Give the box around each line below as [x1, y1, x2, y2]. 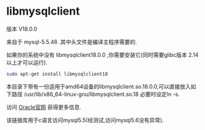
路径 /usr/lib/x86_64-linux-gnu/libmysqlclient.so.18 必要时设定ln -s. [11, 90, 180, 98]
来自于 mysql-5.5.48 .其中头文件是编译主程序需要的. [6, 38, 138, 45]
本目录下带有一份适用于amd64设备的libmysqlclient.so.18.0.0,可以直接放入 [6, 82, 191, 90]
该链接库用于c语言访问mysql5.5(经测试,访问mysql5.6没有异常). [6, 116, 164, 123]
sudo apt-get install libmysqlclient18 [6, 71, 108, 77]
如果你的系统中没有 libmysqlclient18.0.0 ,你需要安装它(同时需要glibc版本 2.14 [6, 51, 199, 59]
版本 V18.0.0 [6, 25, 38, 32]
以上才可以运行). [6, 59, 48, 66]
